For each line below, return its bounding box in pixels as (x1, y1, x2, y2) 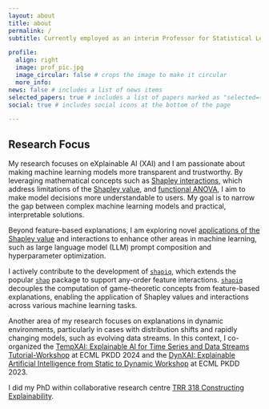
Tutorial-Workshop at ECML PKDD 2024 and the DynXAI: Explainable (8, 350, 236, 360)
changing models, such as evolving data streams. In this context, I (8, 334, 227, 343)
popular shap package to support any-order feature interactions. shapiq (8, 275, 243, 285)
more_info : (15, 78, 52, 87)
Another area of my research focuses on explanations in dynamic (8, 316, 224, 326)
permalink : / (8, 26, 52, 34)
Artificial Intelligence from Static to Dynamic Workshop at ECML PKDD (8, 358, 240, 369)
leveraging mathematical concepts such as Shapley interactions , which (8, 176, 243, 185)
